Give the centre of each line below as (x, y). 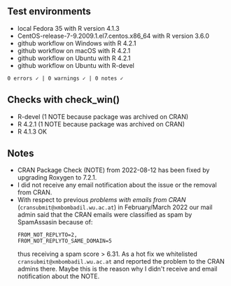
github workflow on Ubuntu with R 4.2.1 (74, 58)
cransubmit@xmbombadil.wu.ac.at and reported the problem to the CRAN (121, 262)
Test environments (49, 12)
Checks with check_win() (64, 100)
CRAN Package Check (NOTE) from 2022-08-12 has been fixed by (113, 170)
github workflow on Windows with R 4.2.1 (77, 43)
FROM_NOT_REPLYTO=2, (47, 235)
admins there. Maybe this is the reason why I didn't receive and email (117, 269)
